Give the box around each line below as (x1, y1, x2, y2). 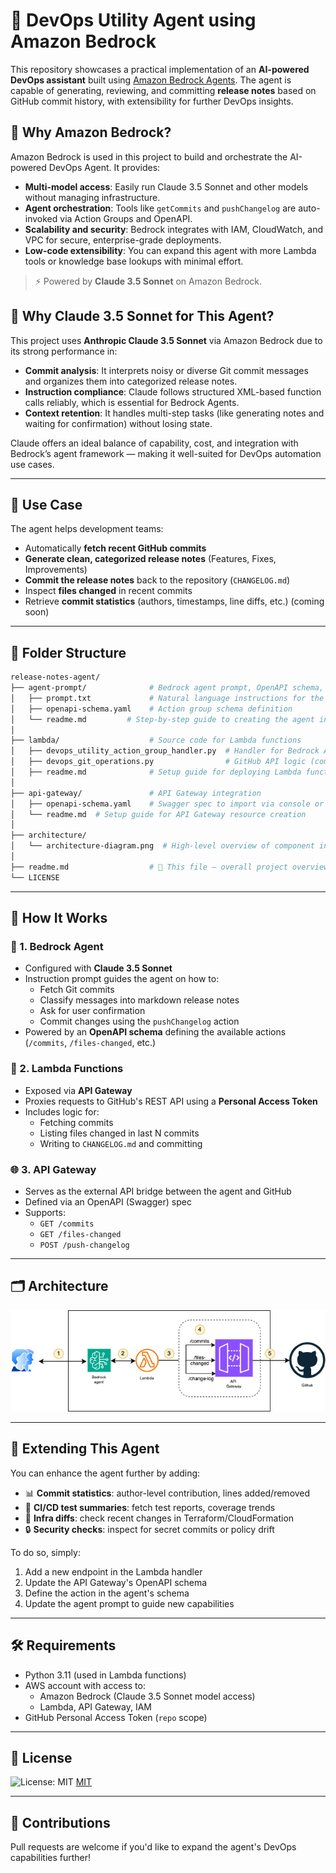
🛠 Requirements (10, 1637, 117, 1654)
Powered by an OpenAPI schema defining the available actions (24, 1026, 287, 1038)
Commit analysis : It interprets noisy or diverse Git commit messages (24, 364, 309, 376)
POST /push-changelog (39, 1240, 130, 1250)
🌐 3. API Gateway (10, 1162, 97, 1176)
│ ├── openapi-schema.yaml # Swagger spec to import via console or (10, 799, 325, 809)
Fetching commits (39, 1116, 114, 1128)
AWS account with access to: (24, 1679, 146, 1691)
